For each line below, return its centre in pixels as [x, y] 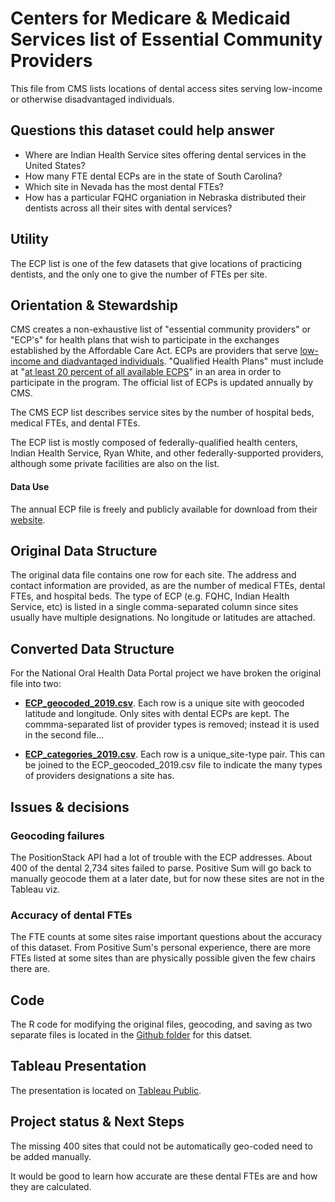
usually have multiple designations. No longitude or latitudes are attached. [163, 618]
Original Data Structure [84, 550]
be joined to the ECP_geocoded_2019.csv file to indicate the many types [173, 765]
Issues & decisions [70, 807]
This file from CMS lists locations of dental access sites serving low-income [166, 88]
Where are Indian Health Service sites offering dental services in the [165, 154]
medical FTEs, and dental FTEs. [75, 423]
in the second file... [64, 735]
